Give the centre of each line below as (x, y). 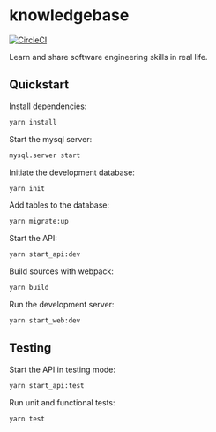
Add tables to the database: (60, 205)
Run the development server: (62, 304)
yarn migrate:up (39, 222)
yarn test (27, 419)
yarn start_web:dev (45, 321)
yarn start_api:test (47, 385)
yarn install (33, 122)
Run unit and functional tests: (63, 402)
